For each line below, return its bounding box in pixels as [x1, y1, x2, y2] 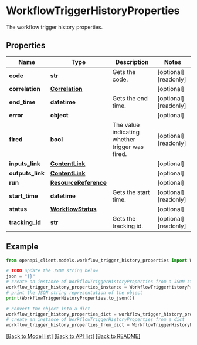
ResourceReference [50, 178, 107, 187]
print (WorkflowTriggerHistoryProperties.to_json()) [6, 295, 135, 301]
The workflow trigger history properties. [6, 23, 103, 31]
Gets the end [112, 94, 148, 102]
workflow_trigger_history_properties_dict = [6, 311, 117, 317]
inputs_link [9, 160, 41, 168]
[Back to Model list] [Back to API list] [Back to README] [6, 333, 141, 340]
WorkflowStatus [50, 205, 97, 213]
